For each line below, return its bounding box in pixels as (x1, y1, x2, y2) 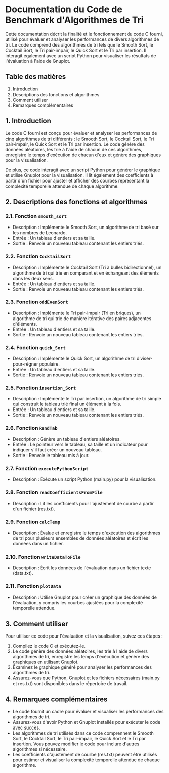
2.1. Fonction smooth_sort (5, 212, 67, 219)
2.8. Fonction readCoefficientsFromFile (5, 489, 103, 496)
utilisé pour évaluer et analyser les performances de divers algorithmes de (5, 36, 159, 42)
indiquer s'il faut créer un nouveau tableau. (12, 446, 102, 453)
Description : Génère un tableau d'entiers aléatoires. (12, 436, 121, 442)
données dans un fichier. (12, 540, 64, 547)
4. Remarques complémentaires (5, 695, 108, 704)
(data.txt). (12, 570, 33, 576)
